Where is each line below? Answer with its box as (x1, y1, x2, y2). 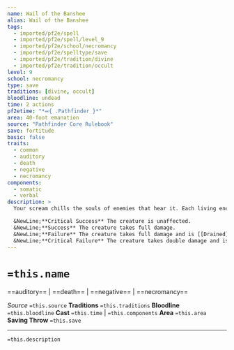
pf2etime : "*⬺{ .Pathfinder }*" (7, 108, 102, 115)
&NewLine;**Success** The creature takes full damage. (13, 224, 176, 231)
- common (13, 147, 39, 154)
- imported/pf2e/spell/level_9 (13, 36, 104, 43)
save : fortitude (7, 127, 54, 134)
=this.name (7, 267, 70, 280)
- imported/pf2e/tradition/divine (13, 56, 114, 63)
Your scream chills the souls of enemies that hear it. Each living (13, 205, 217, 212)
